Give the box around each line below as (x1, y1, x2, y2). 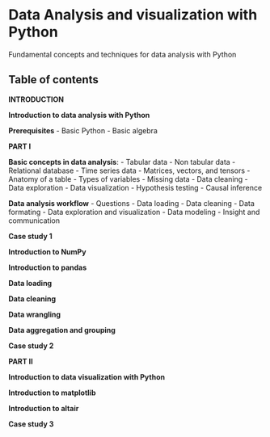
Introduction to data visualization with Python (8, 372, 166, 381)
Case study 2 (8, 341, 54, 351)
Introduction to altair (8, 403, 79, 413)
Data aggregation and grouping (8, 325, 116, 334)
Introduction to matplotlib (8, 388, 96, 397)
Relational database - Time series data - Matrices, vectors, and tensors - (8, 166, 251, 175)
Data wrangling (8, 309, 61, 319)
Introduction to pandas (8, 263, 87, 272)
